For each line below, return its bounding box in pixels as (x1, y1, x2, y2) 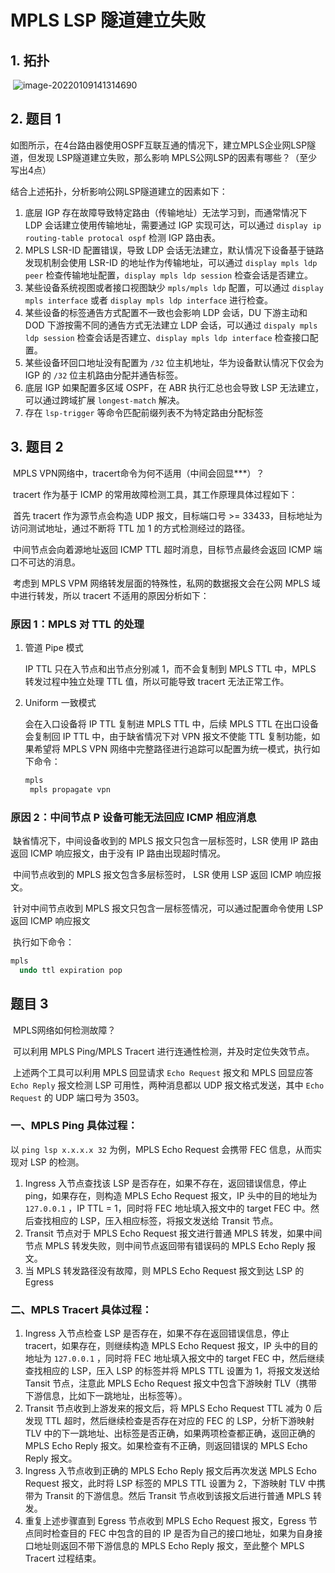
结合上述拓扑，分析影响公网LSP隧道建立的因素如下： (10, 185, 228, 197)
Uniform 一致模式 (24, 696, 97, 708)
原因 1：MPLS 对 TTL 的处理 (10, 617, 145, 631)
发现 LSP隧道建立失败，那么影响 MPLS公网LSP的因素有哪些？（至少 (36, 151, 318, 163)
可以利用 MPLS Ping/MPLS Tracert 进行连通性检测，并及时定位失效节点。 (12, 1045, 315, 1057)
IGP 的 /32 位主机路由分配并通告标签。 (24, 369, 184, 381)
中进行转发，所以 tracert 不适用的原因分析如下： (10, 589, 210, 601)
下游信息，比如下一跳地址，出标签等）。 (24, 1390, 188, 1402)
